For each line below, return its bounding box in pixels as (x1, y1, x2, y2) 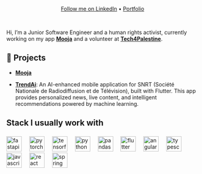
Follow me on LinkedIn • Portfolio (60, 5, 145, 12)
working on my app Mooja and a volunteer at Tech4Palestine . (6, 35, 163, 42)
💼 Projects (6, 53, 46, 63)
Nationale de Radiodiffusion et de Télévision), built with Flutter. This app (15, 87, 197, 94)
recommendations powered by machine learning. (15, 100, 139, 107)
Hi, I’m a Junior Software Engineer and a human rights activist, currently (6, 29, 187, 36)
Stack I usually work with (6, 118, 104, 128)
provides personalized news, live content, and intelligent (15, 94, 157, 101)
